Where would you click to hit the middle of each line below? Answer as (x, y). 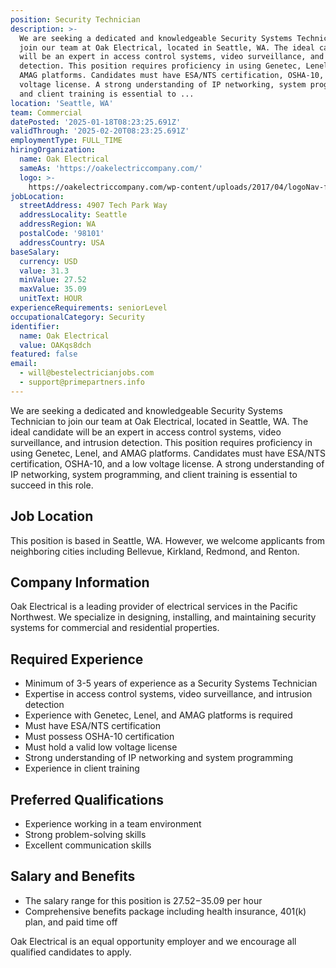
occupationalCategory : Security (77, 317)
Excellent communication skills (88, 845)
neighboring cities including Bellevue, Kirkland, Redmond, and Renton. (155, 551)
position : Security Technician (75, 19)
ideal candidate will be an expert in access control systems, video (146, 432)
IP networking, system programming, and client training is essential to (154, 474)
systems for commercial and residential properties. (115, 628)
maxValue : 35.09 (53, 289)
